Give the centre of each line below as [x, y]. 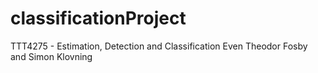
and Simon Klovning [51, 56]
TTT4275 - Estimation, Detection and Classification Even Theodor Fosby [159, 46]
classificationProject [98, 18]
